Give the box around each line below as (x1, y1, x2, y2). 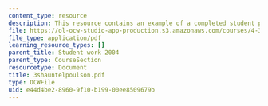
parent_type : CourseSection (8, 57, 102, 65)
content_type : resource (8, 11, 88, 20)
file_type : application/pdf (8, 33, 102, 42)
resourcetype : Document (8, 64, 88, 72)
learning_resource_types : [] (8, 41, 105, 49)
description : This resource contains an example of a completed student (8, 19, 255, 27)
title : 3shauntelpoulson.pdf (8, 71, 105, 79)
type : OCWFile (8, 78, 56, 86)
